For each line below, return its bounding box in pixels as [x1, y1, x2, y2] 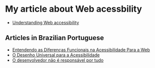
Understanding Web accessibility [12, 20, 79, 25]
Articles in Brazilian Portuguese [5, 34, 104, 42]
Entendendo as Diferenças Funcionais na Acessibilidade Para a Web [12, 46, 151, 52]
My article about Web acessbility [5, 3, 142, 15]
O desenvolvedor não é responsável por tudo [12, 57, 104, 63]
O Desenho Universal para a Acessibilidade [12, 52, 100, 58]
